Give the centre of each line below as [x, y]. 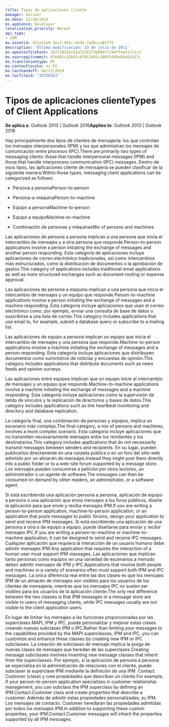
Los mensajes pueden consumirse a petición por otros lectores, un [75, 469]
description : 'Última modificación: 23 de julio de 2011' [67, 47]
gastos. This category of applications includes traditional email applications [83, 269]
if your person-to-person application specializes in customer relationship [81, 682]
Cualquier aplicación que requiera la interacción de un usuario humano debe [85, 543]
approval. [15, 279]
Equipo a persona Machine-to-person [51, 207]
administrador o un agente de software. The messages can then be [74, 474]
